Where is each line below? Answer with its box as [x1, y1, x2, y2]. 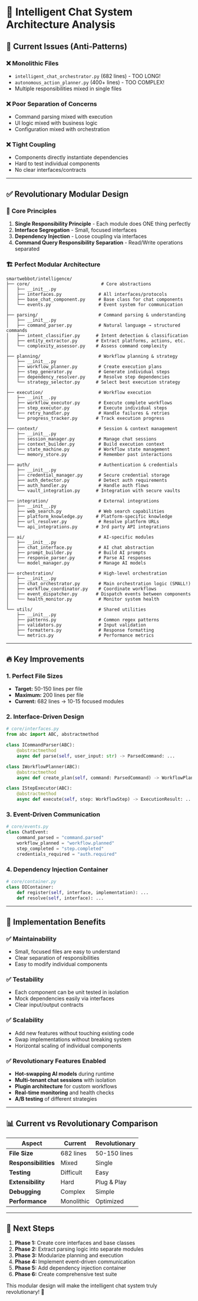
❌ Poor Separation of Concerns [6, 100, 97, 108]
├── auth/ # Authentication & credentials [6, 462, 178, 468]
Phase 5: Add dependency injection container [14, 1264, 127, 1271]
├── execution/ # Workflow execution [6, 390, 151, 396]
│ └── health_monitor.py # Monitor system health [6, 596, 160, 602]
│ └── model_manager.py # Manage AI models [6, 560, 146, 566]
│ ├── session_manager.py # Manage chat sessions [6, 436, 157, 442]
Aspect [21, 1139, 42, 1147]
